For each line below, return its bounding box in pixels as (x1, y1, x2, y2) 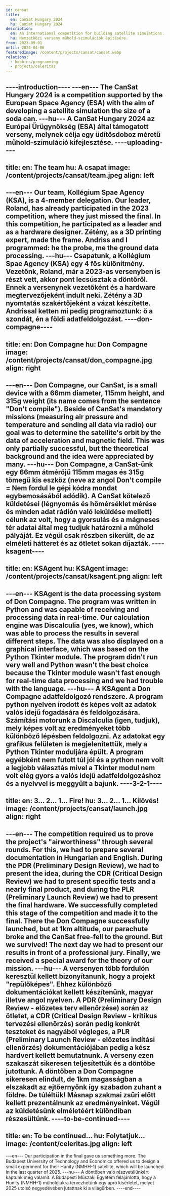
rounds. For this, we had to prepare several (6, 845, 144, 854)
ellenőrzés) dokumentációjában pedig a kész (6, 1043, 151, 1052)
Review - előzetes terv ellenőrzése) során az (6, 1004, 149, 1012)
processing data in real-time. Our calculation (6, 613, 150, 622)
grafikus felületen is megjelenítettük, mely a (6, 740, 148, 748)
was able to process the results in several (6, 629, 139, 637)
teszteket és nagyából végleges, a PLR (6, 1027, 130, 1036)
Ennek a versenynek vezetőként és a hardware (6, 283, 156, 292)
